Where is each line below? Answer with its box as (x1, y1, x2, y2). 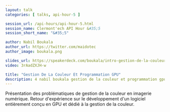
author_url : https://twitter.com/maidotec (5, 44, 96, 49)
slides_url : (5, 58, 30, 63)
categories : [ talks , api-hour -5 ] (5, 12, 80, 17)
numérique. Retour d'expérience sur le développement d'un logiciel (5, 96, 146, 102)
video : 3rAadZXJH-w (5, 63, 47, 68)
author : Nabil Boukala (5, 40, 53, 45)
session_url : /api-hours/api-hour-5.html (5, 21, 94, 26)
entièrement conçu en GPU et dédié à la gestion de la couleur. (5, 101, 135, 107)
